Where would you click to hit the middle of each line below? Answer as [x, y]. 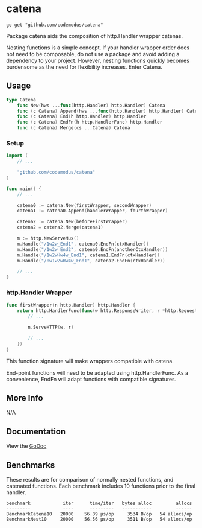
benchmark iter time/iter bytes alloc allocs [99, 504]
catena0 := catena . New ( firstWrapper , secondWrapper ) [84, 205]
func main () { [24, 189]
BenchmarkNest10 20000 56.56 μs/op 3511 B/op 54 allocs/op [99, 520]
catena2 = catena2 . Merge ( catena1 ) [60, 227]
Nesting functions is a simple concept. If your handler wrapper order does [98, 48]
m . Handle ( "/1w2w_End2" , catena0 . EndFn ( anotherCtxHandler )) [93, 249]
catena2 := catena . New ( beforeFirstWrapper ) [72, 222]
